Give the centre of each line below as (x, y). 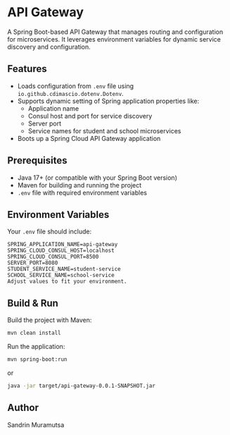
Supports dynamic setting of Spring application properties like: (108, 101)
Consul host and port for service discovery (90, 116)
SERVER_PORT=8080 (33, 263)
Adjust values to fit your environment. (68, 282)
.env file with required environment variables (82, 192)
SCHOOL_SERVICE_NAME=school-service (61, 276)
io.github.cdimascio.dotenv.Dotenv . (71, 93)
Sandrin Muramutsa (36, 424)
